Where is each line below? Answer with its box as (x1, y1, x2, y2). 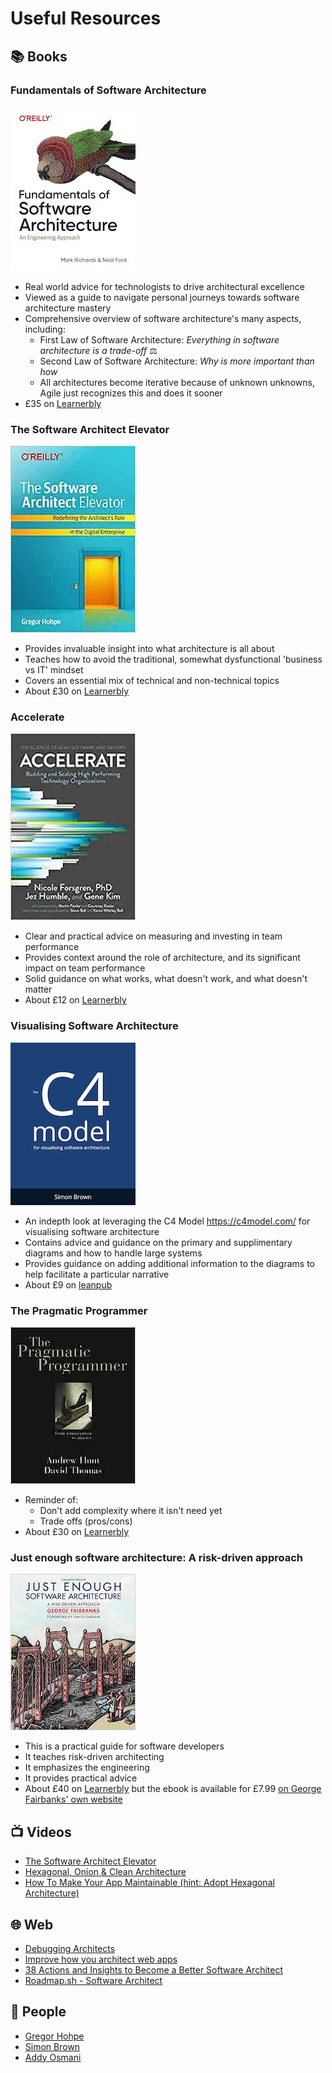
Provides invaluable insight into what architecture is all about (24, 643, 275, 655)
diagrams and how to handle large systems (24, 1247, 203, 1259)
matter (24, 983, 53, 996)
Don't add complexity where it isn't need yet (39, 1505, 223, 1517)
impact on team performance (24, 962, 146, 974)
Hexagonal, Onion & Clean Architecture (24, 1866, 187, 1878)
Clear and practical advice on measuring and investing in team (24, 930, 283, 942)
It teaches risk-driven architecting (24, 1751, 165, 1763)
